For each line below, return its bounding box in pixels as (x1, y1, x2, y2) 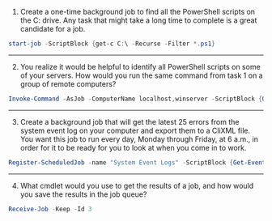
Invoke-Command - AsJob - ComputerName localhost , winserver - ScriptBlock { (8, 95, 263, 103)
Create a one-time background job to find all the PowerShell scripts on (19, 7, 256, 16)
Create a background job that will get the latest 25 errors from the (19, 117, 240, 126)
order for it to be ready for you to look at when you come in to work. (19, 142, 247, 152)
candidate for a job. (19, 24, 86, 33)
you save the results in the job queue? (19, 189, 147, 199)
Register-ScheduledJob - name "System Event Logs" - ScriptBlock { (8, 158, 233, 167)
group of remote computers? (19, 79, 117, 88)
